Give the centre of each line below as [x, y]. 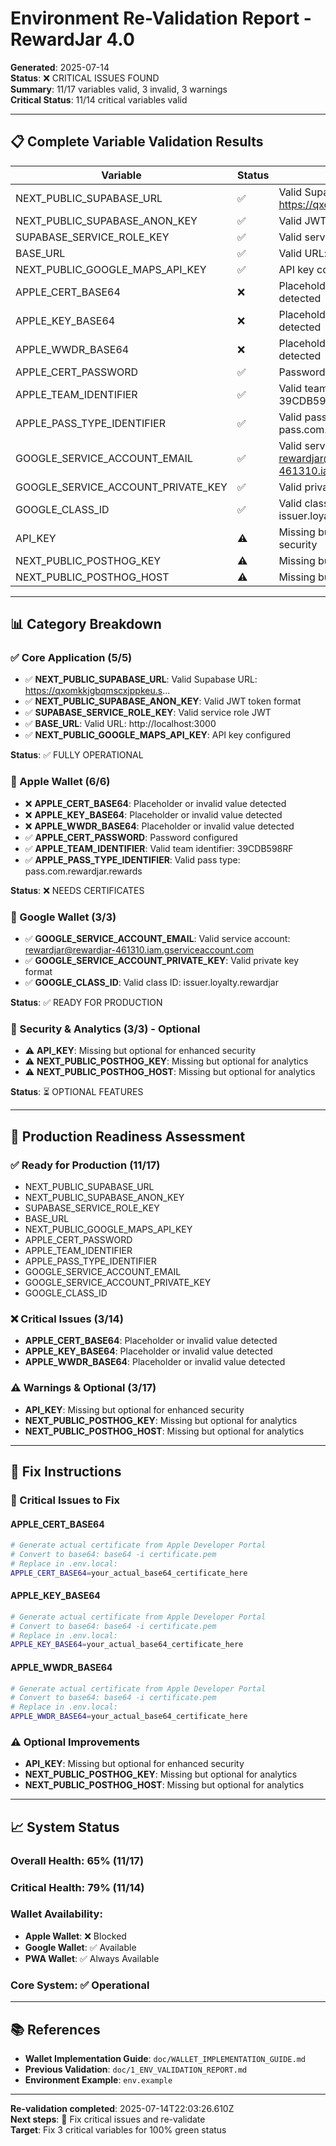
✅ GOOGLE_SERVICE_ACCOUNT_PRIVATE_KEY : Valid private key [162, 961]
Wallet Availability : [56, 1914]
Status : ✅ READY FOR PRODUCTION [86, 1003]
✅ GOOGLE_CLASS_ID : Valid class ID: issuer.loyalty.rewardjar [151, 983]
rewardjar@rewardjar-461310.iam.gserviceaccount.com [139, 950]
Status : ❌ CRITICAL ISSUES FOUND [85, 78]
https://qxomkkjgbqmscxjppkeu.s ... [97, 691]
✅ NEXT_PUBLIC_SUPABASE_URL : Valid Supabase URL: [141, 679]
